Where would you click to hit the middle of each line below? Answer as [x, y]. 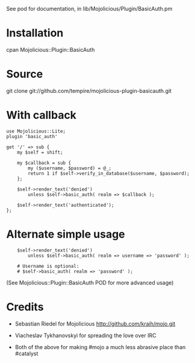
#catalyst [26, 353]
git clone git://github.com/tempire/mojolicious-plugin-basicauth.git [89, 90]
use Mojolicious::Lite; [36, 131]
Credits [25, 307]
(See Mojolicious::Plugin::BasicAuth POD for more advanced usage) [90, 282]
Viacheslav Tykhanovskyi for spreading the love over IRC [85, 335]
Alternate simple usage [66, 234]
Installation [35, 33]
